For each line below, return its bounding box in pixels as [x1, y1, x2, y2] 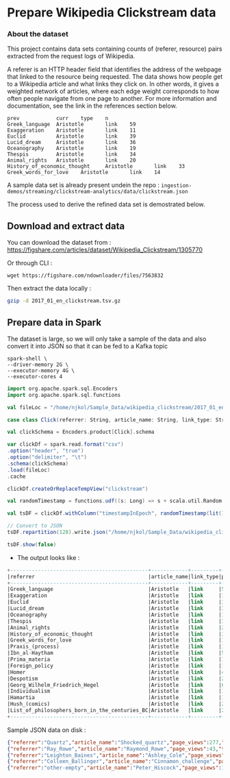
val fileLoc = [7, 404, 48, 411]
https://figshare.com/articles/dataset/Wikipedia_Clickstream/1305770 [7, 245, 203, 254]
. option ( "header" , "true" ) [7, 448, 84, 454]
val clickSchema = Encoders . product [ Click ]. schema [7, 428, 155, 436]
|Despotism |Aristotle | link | [7, 675, 222, 682]
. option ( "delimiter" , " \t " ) [7, 454, 88, 461]
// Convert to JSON [7, 522, 63, 529]
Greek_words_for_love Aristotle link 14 [7, 169, 161, 176]
